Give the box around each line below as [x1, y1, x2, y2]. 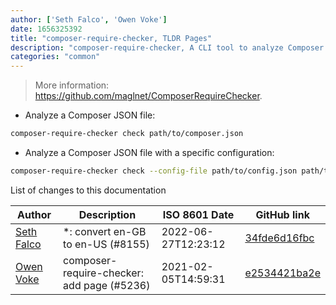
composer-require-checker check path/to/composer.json [10, 129, 244, 139]
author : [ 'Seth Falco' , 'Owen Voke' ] [10, 14, 168, 25]
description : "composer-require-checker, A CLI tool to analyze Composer [10, 42, 325, 53]
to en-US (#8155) [63, 237, 150, 251]
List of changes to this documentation [10, 184, 167, 196]
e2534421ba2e [244, 266, 321, 280]
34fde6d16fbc [244, 231, 315, 245]
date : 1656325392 [10, 24, 83, 34]
